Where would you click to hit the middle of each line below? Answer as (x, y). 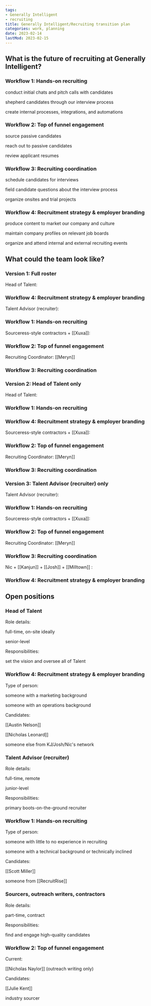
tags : (11, 10)
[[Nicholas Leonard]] (27, 734)
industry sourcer (23, 998)
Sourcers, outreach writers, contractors (55, 894)
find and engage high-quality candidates (48, 935)
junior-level (17, 788)
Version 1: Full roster (31, 273)
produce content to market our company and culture (60, 223)
